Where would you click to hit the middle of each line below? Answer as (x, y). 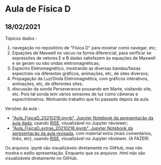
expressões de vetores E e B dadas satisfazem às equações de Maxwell (84, 58)
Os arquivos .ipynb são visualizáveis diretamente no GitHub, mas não (74, 148)
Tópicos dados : (21, 38)
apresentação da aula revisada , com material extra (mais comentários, (82, 133)
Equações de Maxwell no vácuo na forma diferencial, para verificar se (81, 53)
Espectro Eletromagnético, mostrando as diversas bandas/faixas (76, 68)
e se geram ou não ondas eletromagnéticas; (56, 63)
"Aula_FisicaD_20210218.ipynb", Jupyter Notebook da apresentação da (83, 118)
